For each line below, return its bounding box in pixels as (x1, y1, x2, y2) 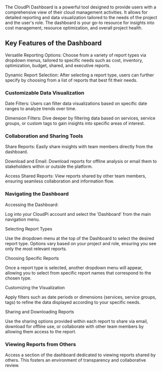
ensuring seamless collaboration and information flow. (5, 178, 115, 184)
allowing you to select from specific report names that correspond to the (5, 270, 152, 276)
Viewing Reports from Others (5, 341, 76, 348)
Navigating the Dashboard (5, 190, 69, 197)
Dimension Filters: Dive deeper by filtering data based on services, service (5, 115, 156, 121)
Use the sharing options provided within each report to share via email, (5, 318, 148, 324)
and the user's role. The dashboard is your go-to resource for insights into (5, 20, 155, 25)
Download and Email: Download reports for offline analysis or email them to (5, 159, 157, 164)
